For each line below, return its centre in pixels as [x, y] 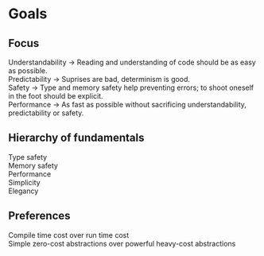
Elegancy [23, 191]
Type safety [28, 157]
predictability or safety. [46, 113]
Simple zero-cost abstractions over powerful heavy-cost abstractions [122, 243]
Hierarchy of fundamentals [76, 138]
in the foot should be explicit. [56, 96]
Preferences [39, 216]
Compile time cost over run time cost [69, 235]
